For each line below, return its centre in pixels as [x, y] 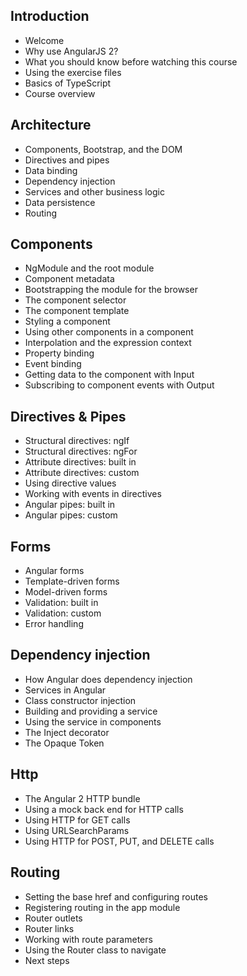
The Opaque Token [64, 743]
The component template [77, 311]
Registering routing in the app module [102, 907]
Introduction [50, 16]
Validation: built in [61, 603]
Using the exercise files [73, 72]
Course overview [60, 93]
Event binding [53, 364]
